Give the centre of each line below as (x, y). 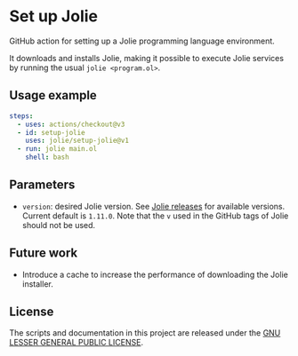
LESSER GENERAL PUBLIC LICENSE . (77, 343)
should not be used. (59, 225)
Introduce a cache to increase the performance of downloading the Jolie (155, 274)
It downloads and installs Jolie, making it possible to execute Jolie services (147, 58)
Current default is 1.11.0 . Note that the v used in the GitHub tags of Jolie (155, 216)
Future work (44, 253)
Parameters (42, 185)
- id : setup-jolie (52, 132)
